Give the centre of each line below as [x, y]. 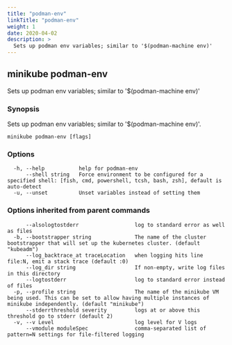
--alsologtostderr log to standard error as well [125, 225]
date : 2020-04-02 [32, 33]
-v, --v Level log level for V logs [105, 322]
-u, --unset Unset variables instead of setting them [107, 193]
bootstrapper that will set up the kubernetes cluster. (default [103, 243]
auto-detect [24, 187]
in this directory [34, 273]
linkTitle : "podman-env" [43, 20]
